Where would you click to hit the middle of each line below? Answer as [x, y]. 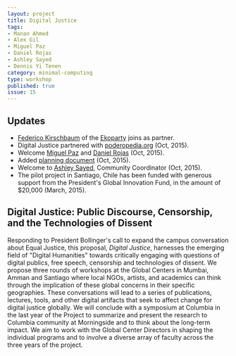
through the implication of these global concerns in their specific [101, 285]
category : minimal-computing [50, 72]
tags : [15, 27]
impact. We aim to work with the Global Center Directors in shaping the [110, 330]
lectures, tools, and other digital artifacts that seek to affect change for [110, 300]
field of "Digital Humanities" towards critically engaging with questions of [113, 255]
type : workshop [30, 79]
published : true [31, 86]
